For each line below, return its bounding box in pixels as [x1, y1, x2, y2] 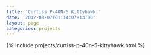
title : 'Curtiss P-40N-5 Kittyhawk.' [6, 8, 101, 15]
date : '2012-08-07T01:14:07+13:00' [6, 14, 96, 20]
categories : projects [6, 25, 61, 32]
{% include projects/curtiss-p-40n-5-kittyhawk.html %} [6, 42, 146, 49]
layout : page [6, 20, 39, 26]
